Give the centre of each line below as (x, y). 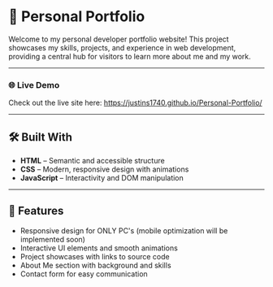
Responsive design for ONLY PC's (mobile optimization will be (124, 230)
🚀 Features (36, 211)
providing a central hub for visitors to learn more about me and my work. (130, 56)
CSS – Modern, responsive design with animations (104, 169)
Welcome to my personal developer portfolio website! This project (119, 39)
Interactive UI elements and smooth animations (99, 248)
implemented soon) (52, 239)
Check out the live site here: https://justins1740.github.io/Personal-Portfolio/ (135, 103)
